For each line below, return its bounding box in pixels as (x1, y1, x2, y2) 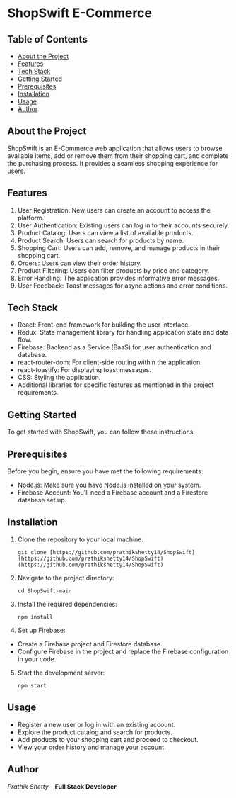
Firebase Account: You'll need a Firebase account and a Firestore (17, 488, 208, 497)
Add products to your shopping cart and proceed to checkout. (17, 735, 199, 743)
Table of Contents (7, 33, 88, 45)
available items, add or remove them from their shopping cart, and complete (7, 151, 229, 160)
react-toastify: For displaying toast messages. (17, 366, 152, 374)
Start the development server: (17, 668, 105, 677)
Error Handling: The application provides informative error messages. (17, 274, 220, 282)
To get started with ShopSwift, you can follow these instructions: (7, 427, 196, 437)
